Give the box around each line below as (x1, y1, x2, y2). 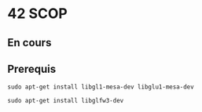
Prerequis (7, 62, 57, 75)
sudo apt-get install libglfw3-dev (7, 97, 124, 105)
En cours (7, 36, 52, 49)
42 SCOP (7, 5, 68, 23)
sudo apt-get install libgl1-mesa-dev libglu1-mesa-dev (7, 83, 194, 91)
